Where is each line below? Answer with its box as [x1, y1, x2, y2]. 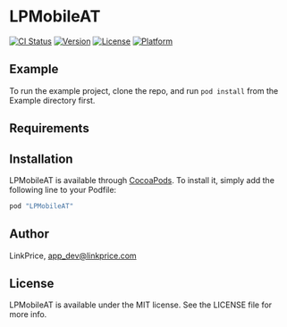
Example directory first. [9, 95, 96, 105]
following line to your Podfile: [9, 184, 117, 195]
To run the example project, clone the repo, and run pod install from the [9, 85, 279, 96]
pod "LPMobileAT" [9, 201, 74, 211]
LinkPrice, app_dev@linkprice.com [9, 250, 137, 261]
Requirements [9, 121, 89, 136]
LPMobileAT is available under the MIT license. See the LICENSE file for [9, 299, 273, 310]
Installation [9, 151, 73, 166]
